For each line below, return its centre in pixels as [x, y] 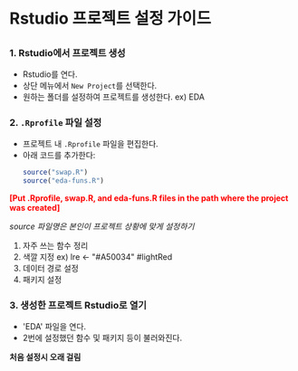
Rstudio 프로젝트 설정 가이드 [110, 19]
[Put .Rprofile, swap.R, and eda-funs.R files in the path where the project [149, 198]
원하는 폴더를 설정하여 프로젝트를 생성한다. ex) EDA [114, 97]
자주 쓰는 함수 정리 [55, 246]
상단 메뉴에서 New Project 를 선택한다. [90, 85]
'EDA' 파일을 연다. [54, 327]
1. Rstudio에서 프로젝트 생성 [67, 52]
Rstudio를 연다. [50, 74]
